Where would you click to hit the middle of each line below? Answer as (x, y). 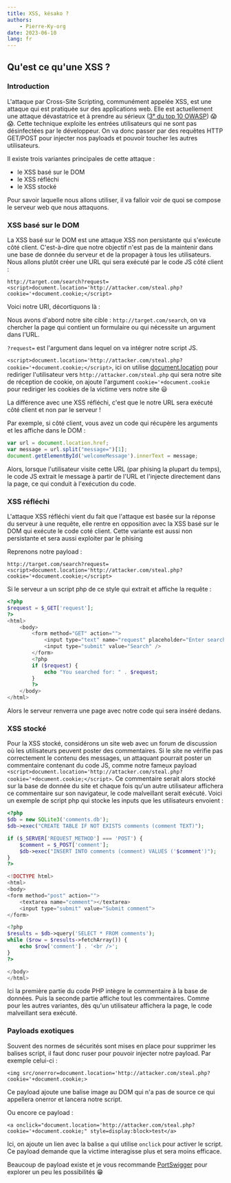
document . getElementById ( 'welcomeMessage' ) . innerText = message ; (102, 456)
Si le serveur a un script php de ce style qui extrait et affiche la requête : (109, 589)
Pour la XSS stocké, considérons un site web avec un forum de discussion (112, 744)
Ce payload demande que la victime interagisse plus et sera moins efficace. (114, 1151)
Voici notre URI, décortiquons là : (54, 307)
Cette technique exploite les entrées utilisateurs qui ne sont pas (107, 123)
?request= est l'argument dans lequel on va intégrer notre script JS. (102, 348)
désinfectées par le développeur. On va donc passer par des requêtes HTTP (115, 131)
